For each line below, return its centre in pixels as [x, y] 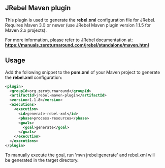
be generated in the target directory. [42, 160]
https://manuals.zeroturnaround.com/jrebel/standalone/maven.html [77, 45]
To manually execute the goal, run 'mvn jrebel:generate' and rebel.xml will [80, 155]
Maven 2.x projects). [26, 30]
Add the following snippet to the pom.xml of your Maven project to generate [82, 72]
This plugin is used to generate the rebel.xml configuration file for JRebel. [80, 20]
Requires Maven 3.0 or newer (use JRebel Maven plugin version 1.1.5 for [78, 25]
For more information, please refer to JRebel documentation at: [69, 40]
